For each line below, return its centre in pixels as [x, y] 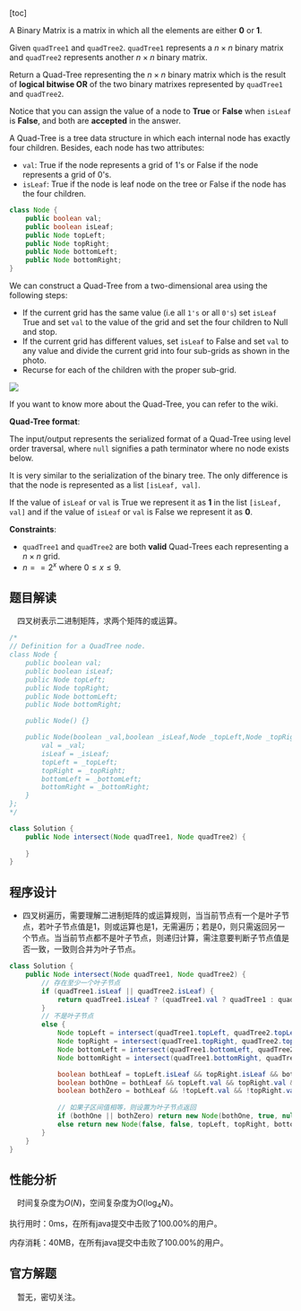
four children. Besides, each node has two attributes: [107, 148]
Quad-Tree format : [45, 422]
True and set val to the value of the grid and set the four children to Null [155, 322]
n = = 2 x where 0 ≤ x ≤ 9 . [72, 567]
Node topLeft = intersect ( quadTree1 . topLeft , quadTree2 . [166, 1033]
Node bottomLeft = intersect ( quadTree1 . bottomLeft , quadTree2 [176, 1050]
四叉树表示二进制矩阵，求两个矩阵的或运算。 [99, 621]
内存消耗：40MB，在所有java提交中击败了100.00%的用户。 [119, 1243]
